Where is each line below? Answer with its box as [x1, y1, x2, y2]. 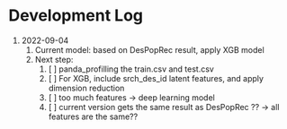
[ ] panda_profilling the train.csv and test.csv [48, 64, 215, 74]
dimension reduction [48, 82, 125, 93]
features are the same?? [48, 111, 139, 122]
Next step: [34, 54, 74, 64]
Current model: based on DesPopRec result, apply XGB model [34, 44, 265, 55]
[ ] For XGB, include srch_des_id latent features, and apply [48, 73, 265, 83]
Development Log [8, 5, 144, 26]
